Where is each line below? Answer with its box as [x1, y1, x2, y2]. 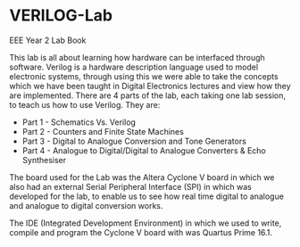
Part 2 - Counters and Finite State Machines [21, 126, 185, 136]
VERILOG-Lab [9, 5, 113, 26]
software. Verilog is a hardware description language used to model [9, 62, 259, 72]
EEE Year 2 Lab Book [9, 35, 87, 45]
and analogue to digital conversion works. [9, 200, 163, 210]
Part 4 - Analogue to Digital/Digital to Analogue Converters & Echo [21, 144, 266, 156]
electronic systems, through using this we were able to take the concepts [9, 70, 279, 81]
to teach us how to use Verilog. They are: [9, 99, 161, 110]
